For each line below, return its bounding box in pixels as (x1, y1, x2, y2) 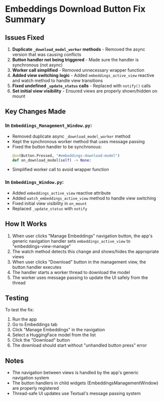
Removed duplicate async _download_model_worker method (12, 133, 131, 139)
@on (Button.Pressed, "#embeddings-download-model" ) (12, 153, 120, 158)
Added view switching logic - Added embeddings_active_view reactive (12, 73, 155, 78)
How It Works (5, 220, 47, 228)
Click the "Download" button (12, 337, 70, 343)
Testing (5, 294, 29, 302)
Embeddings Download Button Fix (5, 3, 146, 15)
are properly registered (12, 385, 59, 391)
